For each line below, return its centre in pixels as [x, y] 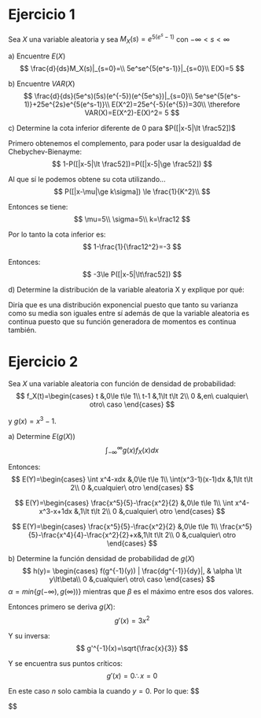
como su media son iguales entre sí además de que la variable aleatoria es [129, 314]
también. [22, 330]
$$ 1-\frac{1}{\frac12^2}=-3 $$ [132, 247]
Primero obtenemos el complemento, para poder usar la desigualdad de [125, 143]
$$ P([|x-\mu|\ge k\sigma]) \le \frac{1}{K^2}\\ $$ [132, 192]
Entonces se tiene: [38, 207]
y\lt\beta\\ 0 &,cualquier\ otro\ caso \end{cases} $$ [132, 579]
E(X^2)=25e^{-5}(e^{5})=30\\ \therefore [176, 105]
